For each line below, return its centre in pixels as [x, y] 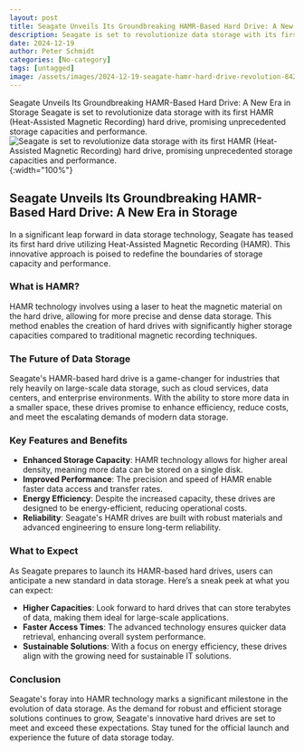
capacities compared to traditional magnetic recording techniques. [133, 335]
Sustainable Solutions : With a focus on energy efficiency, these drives [155, 646]
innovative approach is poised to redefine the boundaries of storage [136, 254]
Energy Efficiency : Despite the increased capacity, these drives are [149, 498]
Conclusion [35, 679]
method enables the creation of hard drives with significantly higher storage [151, 325]
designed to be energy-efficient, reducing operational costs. [134, 508]
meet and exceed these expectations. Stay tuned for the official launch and [149, 728]
